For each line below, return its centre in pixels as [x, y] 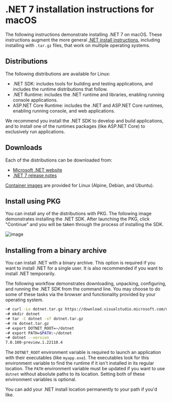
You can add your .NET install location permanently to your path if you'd [81, 389]
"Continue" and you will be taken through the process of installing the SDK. [84, 225]
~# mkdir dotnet [23, 314]
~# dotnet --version [27, 338]
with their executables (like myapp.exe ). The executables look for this [77, 358]
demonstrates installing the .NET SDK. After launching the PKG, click [78, 219]
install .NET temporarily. [30, 274]
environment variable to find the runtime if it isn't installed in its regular [80, 363]
